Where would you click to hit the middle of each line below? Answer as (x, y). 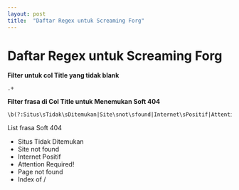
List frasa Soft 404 (35, 128)
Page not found (40, 172)
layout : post (27, 14)
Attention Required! (46, 164)
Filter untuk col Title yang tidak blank (63, 75)
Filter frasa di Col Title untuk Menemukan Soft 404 (84, 102)
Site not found (38, 149)
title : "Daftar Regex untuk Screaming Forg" (76, 21)
